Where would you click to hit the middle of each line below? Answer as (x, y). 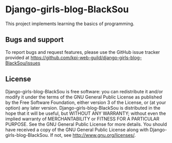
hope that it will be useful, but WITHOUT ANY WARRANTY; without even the (86, 113)
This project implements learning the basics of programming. (70, 24)
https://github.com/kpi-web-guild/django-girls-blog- (86, 57)
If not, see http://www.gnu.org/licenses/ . (93, 135)
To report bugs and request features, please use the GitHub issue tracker (83, 52)
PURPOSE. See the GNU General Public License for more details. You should (86, 124)
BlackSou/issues (23, 63)
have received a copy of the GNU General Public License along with (77, 130)
